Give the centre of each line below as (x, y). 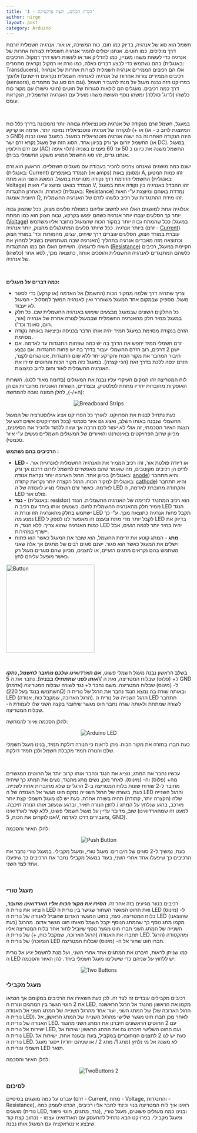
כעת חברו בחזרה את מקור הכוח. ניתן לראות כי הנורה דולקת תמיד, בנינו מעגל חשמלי (98, 744)
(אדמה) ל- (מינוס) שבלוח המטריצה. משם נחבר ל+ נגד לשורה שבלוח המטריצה (92, 685)
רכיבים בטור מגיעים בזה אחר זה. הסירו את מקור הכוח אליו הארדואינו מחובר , (92, 903)
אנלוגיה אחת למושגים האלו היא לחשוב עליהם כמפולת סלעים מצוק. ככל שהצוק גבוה (98, 209)
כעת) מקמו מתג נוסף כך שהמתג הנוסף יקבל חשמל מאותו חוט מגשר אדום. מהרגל (96, 922)
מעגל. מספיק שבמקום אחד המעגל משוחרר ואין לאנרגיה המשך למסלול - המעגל (101, 299)
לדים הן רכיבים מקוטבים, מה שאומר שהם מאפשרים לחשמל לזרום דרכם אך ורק (101, 469)
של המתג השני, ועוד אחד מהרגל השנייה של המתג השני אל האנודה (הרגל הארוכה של (98, 1010)
